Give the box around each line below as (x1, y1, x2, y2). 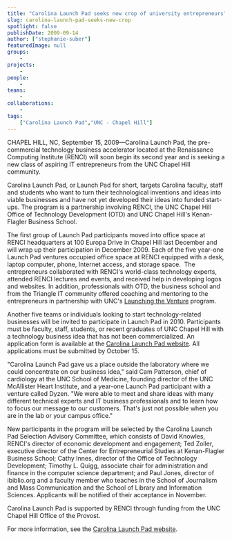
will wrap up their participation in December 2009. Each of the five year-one (7, 246, 224, 254)
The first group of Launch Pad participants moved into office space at (7, 230, 206, 239)
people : (7, 74, 30, 81)
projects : (7, 61, 36, 68)
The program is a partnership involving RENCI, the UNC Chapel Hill (21, 203, 211, 211)
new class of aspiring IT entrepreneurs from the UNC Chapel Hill (7, 160, 191, 168)
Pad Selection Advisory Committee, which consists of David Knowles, (7, 432, 206, 440)
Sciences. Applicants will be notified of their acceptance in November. (7, 490, 207, 499)
